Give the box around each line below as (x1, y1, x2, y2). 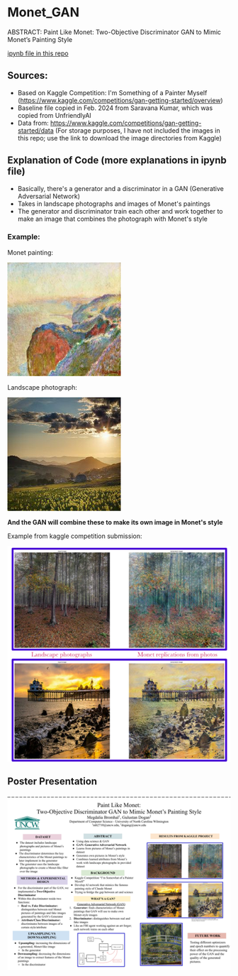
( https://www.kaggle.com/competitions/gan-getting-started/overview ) (17, 96, 223, 104)
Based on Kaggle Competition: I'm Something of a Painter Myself (17, 88, 208, 97)
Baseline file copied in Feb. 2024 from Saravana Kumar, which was (17, 104, 213, 112)
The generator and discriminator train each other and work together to (17, 207, 223, 215)
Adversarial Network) (17, 192, 80, 200)
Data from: (17, 119, 50, 127)
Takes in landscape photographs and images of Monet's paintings (17, 199, 211, 208)
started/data (17, 126, 55, 135)
